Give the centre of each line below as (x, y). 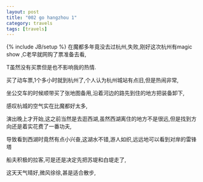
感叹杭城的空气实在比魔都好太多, (47, 106)
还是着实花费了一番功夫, (42, 126)
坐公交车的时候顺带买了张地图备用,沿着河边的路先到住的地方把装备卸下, (95, 93)
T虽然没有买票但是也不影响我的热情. (52, 67)
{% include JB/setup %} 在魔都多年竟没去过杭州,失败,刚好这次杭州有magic (99, 47)
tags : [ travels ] (27, 29)
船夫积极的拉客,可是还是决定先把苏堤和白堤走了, (66, 160)
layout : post (23, 12)
